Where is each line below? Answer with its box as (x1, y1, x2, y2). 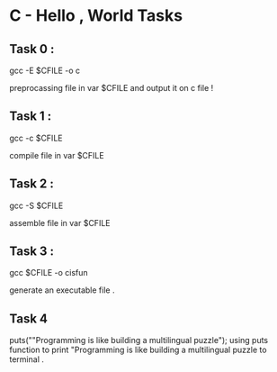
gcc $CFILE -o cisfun (9, 268, 88, 278)
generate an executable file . (9, 285, 115, 295)
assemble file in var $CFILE (9, 217, 111, 228)
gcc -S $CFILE (9, 200, 64, 211)
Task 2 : (9, 177, 54, 192)
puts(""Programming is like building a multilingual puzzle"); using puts (9, 335, 268, 346)
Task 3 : (9, 244, 55, 259)
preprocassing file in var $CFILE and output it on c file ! (9, 83, 214, 93)
